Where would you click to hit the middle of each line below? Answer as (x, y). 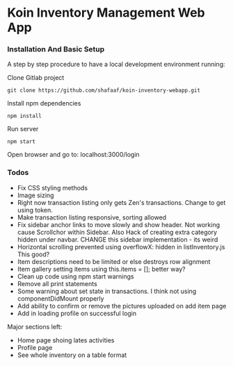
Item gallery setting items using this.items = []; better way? (101, 269)
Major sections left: (35, 326)
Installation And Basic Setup (56, 49)
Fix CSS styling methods (53, 188)
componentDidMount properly (61, 298)
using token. (35, 210)
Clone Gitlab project (36, 78)
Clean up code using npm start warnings (75, 276)
